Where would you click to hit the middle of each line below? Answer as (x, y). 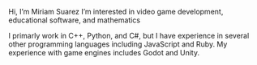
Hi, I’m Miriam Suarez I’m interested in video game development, (116, 12)
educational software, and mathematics (74, 20)
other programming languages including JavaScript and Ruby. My (118, 44)
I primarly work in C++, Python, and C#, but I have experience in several (129, 36)
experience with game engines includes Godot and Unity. (104, 53)
